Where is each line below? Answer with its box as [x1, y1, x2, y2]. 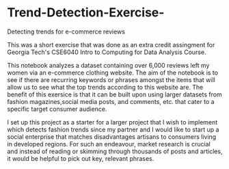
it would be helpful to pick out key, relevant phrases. [7, 154, 154, 162]
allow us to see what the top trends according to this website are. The [7, 83, 204, 91]
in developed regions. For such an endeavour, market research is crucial [7, 140, 211, 148]
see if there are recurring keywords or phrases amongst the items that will [7, 75, 215, 83]
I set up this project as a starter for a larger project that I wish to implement [7, 118, 218, 126]
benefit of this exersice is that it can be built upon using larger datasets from [7, 90, 222, 99]
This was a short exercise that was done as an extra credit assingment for [7, 40, 215, 49]
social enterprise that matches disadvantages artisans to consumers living [7, 132, 217, 141]
